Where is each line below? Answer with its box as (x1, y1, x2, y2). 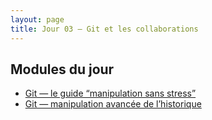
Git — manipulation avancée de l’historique (24, 98, 202, 110)
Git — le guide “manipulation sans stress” (24, 87, 197, 100)
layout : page (10, 14, 65, 25)
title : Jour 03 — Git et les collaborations (10, 24, 199, 34)
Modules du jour (10, 61, 115, 78)
